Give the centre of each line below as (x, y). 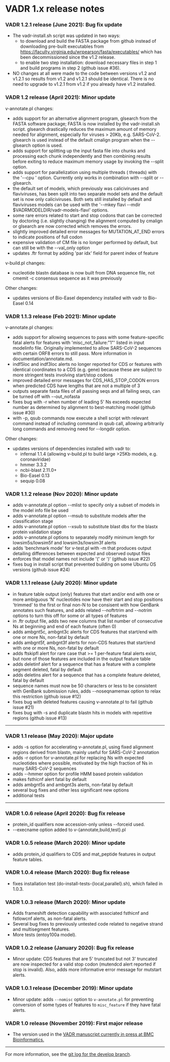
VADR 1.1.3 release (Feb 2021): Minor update (61, 316)
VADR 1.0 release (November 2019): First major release (74, 1023)
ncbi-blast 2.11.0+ (38, 470)
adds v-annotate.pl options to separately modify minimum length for (83, 537)
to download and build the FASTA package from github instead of (88, 41)
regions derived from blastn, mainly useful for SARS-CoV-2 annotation (86, 752)
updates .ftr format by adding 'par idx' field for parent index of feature (85, 253)
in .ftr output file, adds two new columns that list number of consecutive (88, 621)
